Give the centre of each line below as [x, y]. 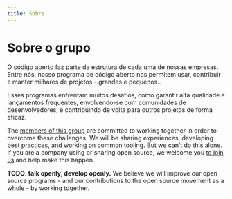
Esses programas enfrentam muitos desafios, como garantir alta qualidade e [116, 95]
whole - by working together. [48, 188]
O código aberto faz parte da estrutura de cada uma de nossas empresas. [113, 67]
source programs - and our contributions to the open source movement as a [116, 180]
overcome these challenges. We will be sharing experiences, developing [110, 138]
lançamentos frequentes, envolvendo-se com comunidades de [97, 102]
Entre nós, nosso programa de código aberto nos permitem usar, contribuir [114, 74]
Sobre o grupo [49, 47]
